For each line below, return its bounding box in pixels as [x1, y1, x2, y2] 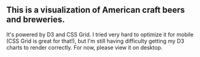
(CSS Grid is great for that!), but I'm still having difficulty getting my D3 [6, 37, 185, 45]
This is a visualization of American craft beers [6, 5, 185, 15]
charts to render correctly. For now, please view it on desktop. [6, 44, 163, 51]
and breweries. [6, 15, 65, 25]
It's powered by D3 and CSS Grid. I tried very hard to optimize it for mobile [6, 31, 194, 38]
